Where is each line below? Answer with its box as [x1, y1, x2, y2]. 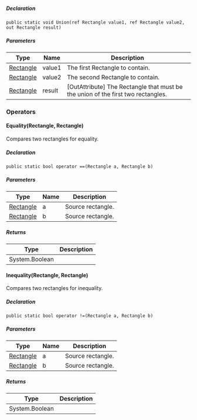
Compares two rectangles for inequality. [6, 285, 103, 292]
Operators [6, 108, 36, 116]
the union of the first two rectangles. [67, 90, 167, 98]
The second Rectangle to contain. [67, 73, 160, 81]
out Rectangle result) [6, 24, 62, 31]
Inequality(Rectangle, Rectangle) [6, 271, 89, 279]
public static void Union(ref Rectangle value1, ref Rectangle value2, [6, 19, 185, 25]
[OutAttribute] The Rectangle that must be [67, 82, 183, 91]
